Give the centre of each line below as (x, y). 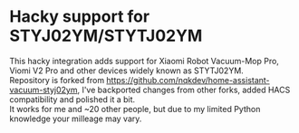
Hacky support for (80, 17)
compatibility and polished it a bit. (72, 99)
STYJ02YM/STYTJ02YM (106, 36)
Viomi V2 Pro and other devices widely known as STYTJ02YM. (127, 71)
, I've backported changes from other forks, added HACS (183, 90)
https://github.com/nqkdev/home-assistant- (188, 80)
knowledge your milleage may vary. (76, 119)
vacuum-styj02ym (43, 90)
